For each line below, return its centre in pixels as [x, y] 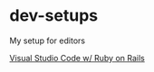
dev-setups [53, 16]
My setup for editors [48, 40]
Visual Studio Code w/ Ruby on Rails [77, 58]
